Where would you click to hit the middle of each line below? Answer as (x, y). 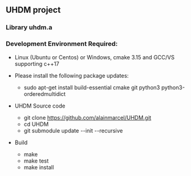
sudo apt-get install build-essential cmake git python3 (92, 87)
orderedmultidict (45, 94)
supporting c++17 (37, 64)
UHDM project (33, 10)
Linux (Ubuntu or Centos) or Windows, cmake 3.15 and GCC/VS (95, 57)
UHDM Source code (40, 106)
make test (36, 161)
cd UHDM (36, 124)
